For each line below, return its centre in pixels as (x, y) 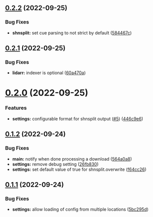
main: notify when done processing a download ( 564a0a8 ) (72, 159)
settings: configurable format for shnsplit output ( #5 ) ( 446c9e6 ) (78, 119)
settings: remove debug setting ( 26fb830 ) (55, 164)
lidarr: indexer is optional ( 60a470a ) (49, 73)
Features (16, 108)
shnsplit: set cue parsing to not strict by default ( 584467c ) (72, 33)
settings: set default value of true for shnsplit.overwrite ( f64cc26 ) (79, 169)
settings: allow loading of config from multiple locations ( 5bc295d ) (80, 209)
